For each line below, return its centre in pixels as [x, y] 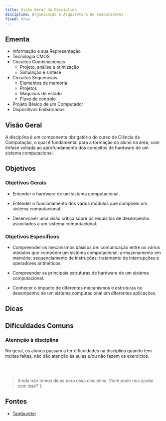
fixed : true [17, 19]
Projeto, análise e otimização [49, 67]
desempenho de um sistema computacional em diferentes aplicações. [84, 293]
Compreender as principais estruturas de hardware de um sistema [81, 273]
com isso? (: [30, 386]
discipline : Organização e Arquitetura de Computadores [64, 14]
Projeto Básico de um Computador [48, 104]
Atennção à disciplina [32, 340]
